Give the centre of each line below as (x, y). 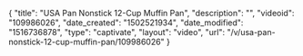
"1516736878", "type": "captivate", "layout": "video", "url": (117, 32)
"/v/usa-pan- (251, 32)
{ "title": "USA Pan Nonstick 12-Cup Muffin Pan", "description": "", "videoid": (151, 13)
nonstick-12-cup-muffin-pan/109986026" (86, 42)
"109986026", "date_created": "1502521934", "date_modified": (126, 23)
